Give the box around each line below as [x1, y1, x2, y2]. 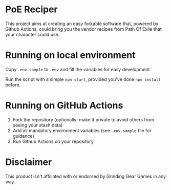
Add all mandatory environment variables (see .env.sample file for [12, 127, 152, 134]
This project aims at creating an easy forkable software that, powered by [5, 20, 159, 27]
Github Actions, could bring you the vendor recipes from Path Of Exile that [5, 26, 162, 32]
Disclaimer [5, 156, 52, 167]
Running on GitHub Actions [5, 100, 123, 111]
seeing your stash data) [12, 122, 63, 128]
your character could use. [5, 31, 60, 37]
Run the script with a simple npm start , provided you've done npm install [5, 76, 161, 82]
